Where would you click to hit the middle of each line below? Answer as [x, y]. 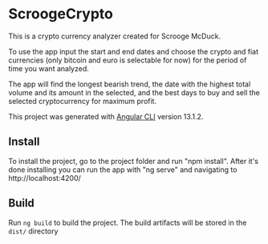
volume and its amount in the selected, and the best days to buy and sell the [134, 92]
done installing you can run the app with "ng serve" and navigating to [123, 170]
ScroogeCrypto [61, 14]
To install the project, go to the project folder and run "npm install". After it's [134, 161]
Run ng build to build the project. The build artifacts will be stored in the [128, 222]
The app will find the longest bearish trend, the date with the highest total [130, 84]
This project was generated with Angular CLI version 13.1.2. [106, 116]
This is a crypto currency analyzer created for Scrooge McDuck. [115, 36]
